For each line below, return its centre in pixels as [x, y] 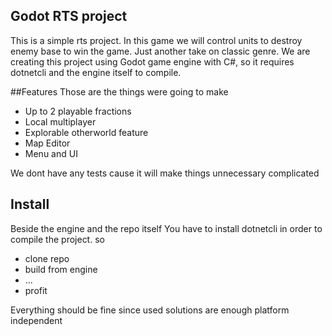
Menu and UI [51, 153]
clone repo [47, 258]
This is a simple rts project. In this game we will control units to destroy [156, 40]
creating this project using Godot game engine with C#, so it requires [152, 61]
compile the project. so [57, 239]
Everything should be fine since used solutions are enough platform [150, 310]
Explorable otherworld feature [86, 132]
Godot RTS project [69, 16]
